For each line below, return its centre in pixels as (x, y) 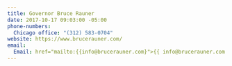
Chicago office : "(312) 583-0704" (63, 33)
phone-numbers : (29, 26)
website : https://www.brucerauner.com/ (65, 39)
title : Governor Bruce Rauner (51, 13)
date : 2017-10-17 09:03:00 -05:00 (57, 20)
